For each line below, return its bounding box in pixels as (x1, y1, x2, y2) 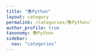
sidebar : (6, 36, 28, 41)
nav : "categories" (11, 41, 57, 47)
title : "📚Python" (6, 8, 51, 15)
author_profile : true (6, 24, 60, 31)
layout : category (6, 14, 49, 20)
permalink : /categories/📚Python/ (6, 19, 91, 25)
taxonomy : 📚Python (6, 30, 54, 36)
